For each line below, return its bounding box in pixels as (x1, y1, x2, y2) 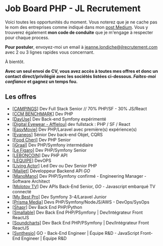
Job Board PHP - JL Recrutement (5, 3, 141, 14)
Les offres (5, 93, 37, 101)
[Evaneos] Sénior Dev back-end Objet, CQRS (12, 131, 103, 137)
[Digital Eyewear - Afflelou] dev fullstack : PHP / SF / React (12, 121, 131, 127)
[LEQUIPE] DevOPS (12, 157, 52, 164)
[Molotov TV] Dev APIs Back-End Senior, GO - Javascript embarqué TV (12, 184, 156, 189)
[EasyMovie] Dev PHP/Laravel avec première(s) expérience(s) (12, 126, 137, 132)
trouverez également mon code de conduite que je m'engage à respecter (5, 29, 153, 35)
